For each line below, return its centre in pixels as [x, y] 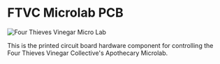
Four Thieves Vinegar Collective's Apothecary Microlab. [88, 53]
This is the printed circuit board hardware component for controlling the [110, 45]
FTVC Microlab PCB [65, 13]
